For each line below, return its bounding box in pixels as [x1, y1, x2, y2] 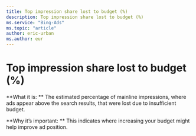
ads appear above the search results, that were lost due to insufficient [6, 99, 177, 107]
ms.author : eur [6, 36, 44, 42]
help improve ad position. [6, 123, 68, 130]
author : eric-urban [6, 31, 54, 37]
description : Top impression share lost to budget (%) [6, 14, 144, 20]
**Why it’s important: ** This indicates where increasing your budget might [6, 117, 190, 124]
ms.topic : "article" [6, 25, 57, 31]
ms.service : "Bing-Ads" [6, 19, 65, 25]
